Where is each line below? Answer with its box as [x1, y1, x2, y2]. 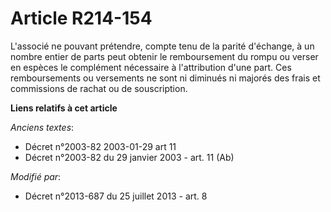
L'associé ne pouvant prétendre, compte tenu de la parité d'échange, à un [10, 40, 315, 52]
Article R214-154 [10, 7, 153, 30]
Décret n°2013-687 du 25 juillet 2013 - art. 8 [24, 190, 208, 202]
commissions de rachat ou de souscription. [10, 82, 188, 94]
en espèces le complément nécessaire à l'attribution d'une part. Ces [10, 61, 292, 73]
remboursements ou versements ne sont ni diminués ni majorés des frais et [10, 72, 321, 84]
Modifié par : [10, 170, 62, 182]
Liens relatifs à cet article [10, 102, 118, 114]
